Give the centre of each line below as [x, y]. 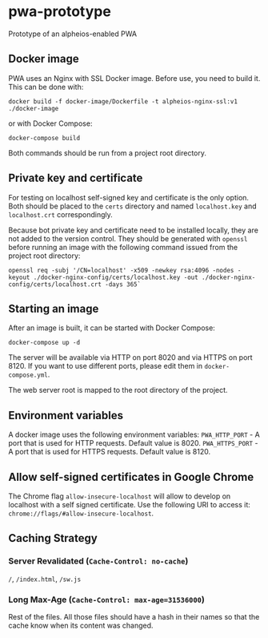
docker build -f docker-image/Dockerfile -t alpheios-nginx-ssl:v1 [123, 101]
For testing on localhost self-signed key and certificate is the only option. [129, 197]
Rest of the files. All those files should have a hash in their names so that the [134, 616]
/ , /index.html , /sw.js [45, 579]
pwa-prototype [60, 12]
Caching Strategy [53, 538]
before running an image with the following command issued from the [123, 247]
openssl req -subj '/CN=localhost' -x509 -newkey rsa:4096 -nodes [121, 270]
